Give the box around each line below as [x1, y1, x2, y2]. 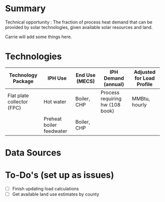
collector [7, 98, 28, 105]
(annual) [104, 81, 124, 88]
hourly [132, 101, 147, 108]
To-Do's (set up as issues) [5, 170, 114, 181]
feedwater [43, 128, 67, 135]
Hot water [43, 98, 67, 105]
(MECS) [76, 78, 95, 85]
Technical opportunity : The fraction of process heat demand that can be [5, 19, 153, 25]
